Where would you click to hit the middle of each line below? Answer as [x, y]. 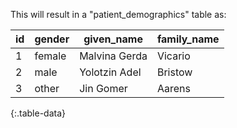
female [50, 56]
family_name [188, 39]
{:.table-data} [38, 113]
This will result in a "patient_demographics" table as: [118, 14]
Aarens [173, 88]
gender [52, 39]
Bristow [174, 72]
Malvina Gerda [113, 56]
